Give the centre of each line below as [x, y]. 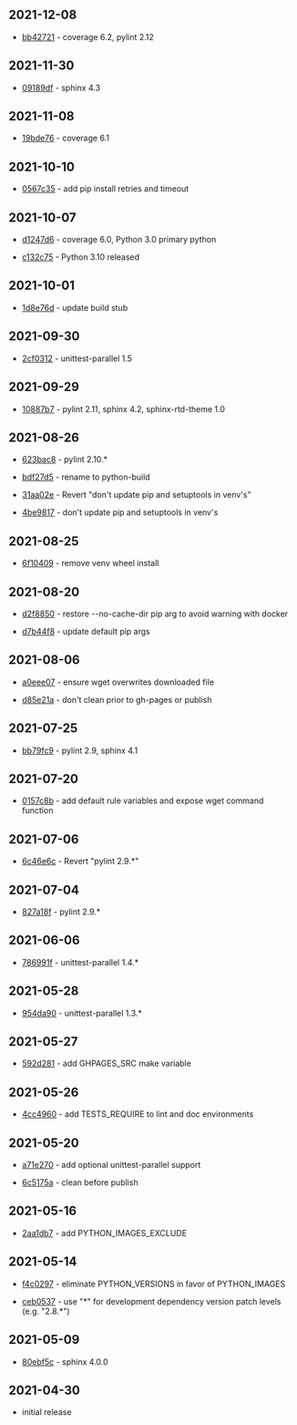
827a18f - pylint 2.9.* [61, 912]
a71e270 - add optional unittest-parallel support [111, 1165]
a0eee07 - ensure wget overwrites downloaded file [118, 682]
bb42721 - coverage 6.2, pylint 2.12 [87, 36]
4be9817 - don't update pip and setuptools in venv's [120, 512]
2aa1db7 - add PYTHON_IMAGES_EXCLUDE [104, 1233]
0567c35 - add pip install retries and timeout [105, 189]
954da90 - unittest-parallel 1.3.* [82, 1013]
